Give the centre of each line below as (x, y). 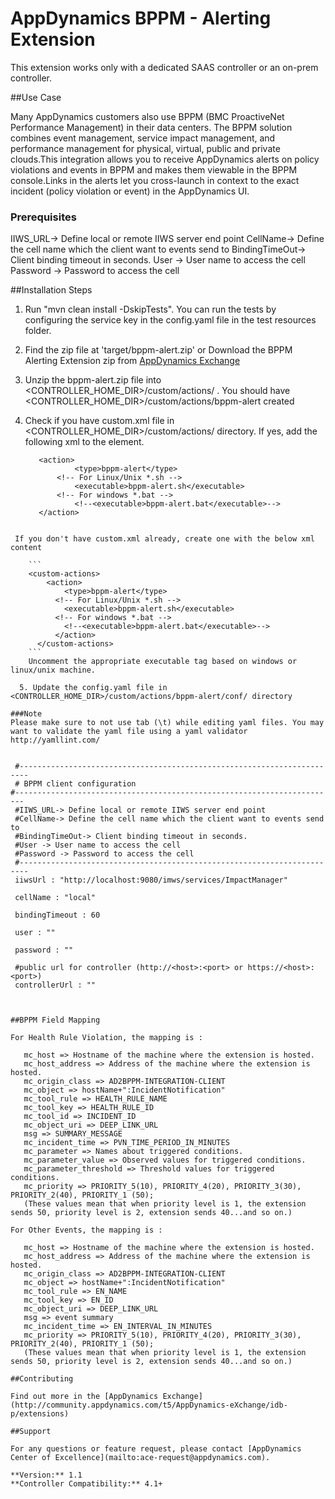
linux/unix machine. (53, 670)
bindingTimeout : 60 (57, 915)
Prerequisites (43, 217)
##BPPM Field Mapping (55, 1020)
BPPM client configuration (80, 784)
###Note (26, 714)
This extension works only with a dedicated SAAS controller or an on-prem (164, 67)
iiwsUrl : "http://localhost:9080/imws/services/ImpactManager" (151, 880)
